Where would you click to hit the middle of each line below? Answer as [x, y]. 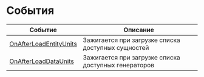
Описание [139, 30]
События [30, 11]
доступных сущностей [116, 47]
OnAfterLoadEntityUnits [43, 44]
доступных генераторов [119, 65]
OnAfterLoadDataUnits [42, 61]
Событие [43, 30]
